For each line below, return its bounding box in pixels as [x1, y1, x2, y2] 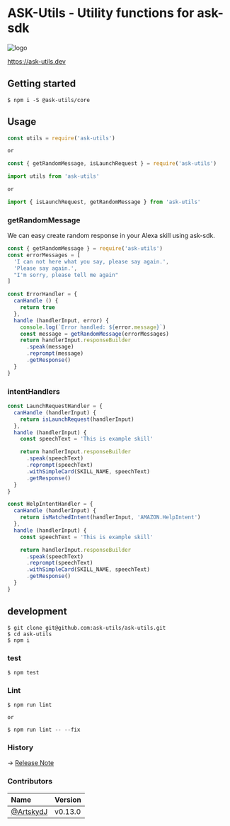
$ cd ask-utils [7, 630, 52, 638]
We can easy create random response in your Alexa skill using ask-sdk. [7, 232, 216, 240]
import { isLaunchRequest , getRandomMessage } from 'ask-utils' [7, 198, 201, 205]
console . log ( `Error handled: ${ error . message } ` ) [20, 324, 166, 331]
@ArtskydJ [11, 806, 48, 816]
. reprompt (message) [25, 350, 84, 357]
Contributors [7, 776, 53, 786]
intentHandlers [7, 386, 60, 396]
